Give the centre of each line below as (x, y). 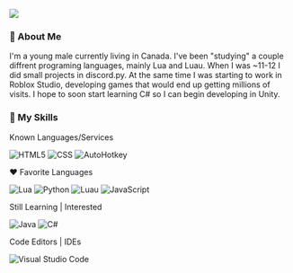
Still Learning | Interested (56, 207)
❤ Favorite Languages (51, 172)
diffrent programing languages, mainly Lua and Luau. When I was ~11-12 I (145, 66)
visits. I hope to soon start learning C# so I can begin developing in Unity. (145, 94)
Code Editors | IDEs (45, 242)
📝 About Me (36, 36)
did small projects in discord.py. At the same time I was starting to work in (146, 75)
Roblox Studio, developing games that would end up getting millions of (140, 84)
